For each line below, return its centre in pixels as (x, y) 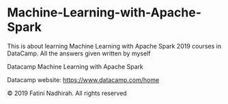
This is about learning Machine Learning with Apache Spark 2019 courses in (114, 46)
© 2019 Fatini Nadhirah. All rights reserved (67, 93)
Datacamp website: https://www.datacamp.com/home (83, 79)
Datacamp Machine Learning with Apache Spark (75, 66)
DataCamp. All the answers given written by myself (79, 53)
